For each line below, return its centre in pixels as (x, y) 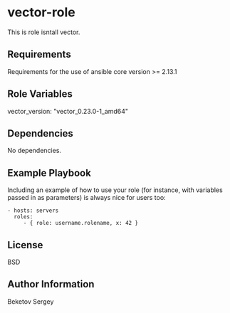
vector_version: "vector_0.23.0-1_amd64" (68, 111)
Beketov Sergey (31, 301)
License (25, 245)
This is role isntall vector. (44, 32)
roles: (23, 217)
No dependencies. (35, 151)
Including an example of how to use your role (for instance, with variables (115, 190)
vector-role (42, 12)
